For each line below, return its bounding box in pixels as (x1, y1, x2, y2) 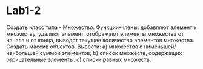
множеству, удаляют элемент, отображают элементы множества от (6, 30, 184, 37)
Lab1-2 (6, 4, 41, 18)
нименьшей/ (144, 43, 176, 50)
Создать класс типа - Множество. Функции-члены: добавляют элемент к (6, 24, 197, 31)
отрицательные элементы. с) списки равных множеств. (6, 56, 151, 63)
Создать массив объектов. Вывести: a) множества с (6, 43, 143, 50)
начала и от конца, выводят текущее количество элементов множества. (6, 36, 195, 44)
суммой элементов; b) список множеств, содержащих (39, 49, 182, 56)
